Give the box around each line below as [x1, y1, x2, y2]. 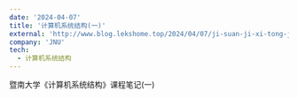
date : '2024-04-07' [9, 12, 82, 22]
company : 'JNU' [9, 37, 66, 47]
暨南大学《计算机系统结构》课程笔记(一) [9, 79, 155, 89]
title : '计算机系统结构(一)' [9, 21, 106, 30]
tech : [9, 46, 29, 55]
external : [9, 29, 46, 38]
